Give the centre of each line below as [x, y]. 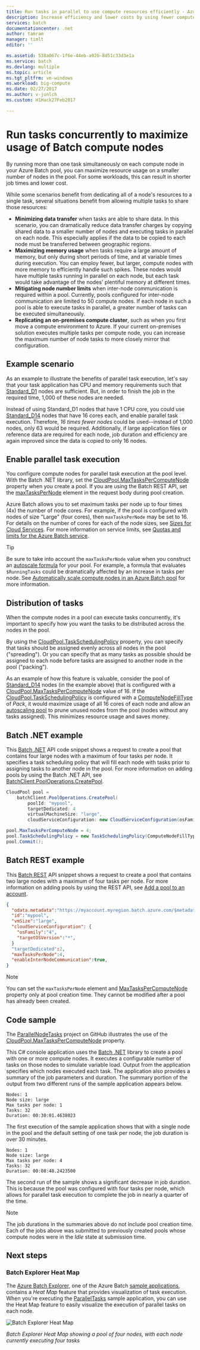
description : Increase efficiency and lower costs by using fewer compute [101, 17]
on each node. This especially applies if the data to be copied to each [100, 238]
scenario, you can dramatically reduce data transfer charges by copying [103, 225]
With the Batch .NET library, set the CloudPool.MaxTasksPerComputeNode [98, 480]
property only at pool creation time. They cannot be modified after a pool [96, 995]
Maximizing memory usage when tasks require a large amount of [96, 250]
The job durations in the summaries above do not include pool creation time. [100, 1224]
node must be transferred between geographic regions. [83, 244]
